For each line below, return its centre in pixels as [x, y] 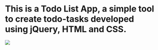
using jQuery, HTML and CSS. [66, 29]
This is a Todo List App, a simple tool [80, 9]
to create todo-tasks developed [70, 19]
